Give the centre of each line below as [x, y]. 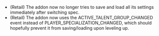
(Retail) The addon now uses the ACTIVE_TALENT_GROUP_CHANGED [81, 18]
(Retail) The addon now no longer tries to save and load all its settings [82, 7]
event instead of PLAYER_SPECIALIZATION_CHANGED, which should [81, 23]
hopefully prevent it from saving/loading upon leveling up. [69, 28]
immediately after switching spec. [45, 12]
